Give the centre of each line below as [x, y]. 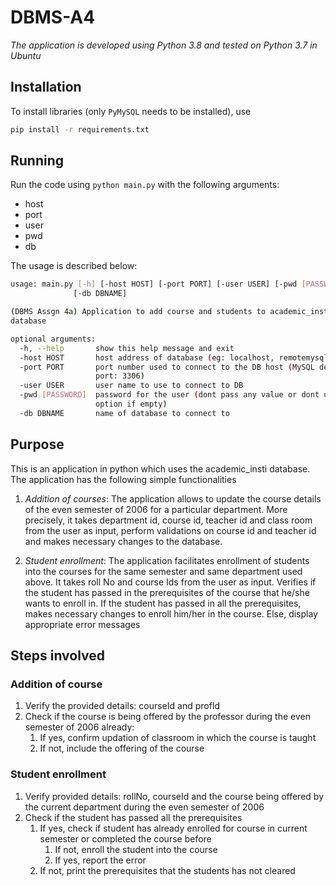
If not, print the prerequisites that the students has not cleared [167, 870]
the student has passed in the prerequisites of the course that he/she [167, 592]
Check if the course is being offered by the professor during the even [167, 717]
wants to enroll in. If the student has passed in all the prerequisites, [163, 603]
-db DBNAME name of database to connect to [124, 413]
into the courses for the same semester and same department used [163, 571]
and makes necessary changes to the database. [123, 541]
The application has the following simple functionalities [123, 479]
